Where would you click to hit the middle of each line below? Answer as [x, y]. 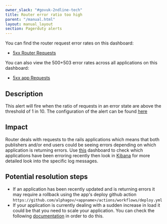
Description [24, 94]
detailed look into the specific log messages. [52, 161]
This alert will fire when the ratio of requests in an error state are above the [83, 106]
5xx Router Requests [34, 53]
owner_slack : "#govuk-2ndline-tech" [44, 10]
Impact [16, 127]
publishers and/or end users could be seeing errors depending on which [81, 145]
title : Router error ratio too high [44, 15]
